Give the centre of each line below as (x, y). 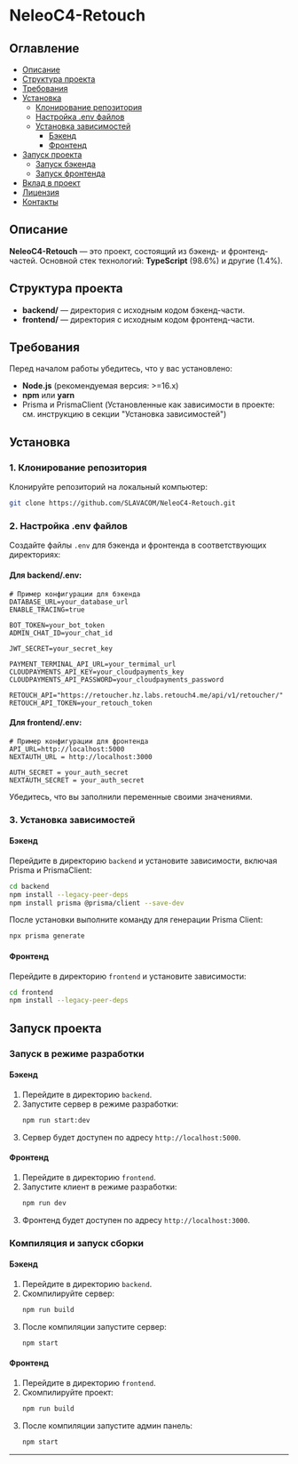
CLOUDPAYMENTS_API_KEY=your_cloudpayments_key (97, 672)
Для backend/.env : (46, 575)
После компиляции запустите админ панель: (107, 1425)
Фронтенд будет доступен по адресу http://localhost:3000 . (136, 1220)
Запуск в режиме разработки (77, 1053)
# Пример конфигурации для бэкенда (75, 594)
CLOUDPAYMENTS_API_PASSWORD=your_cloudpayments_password (117, 680)
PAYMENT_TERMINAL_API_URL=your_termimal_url (93, 664)
